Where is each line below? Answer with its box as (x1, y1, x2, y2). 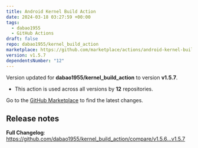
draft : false (6, 36, 38, 42)
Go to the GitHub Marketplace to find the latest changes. (6, 96, 143, 103)
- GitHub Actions (11, 31, 54, 36)
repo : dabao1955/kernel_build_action (6, 42, 99, 48)
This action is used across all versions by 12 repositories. (14, 85, 153, 92)
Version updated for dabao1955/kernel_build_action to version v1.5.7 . (6, 74, 178, 81)
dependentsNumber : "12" (6, 58, 65, 63)
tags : (6, 19, 19, 25)
